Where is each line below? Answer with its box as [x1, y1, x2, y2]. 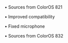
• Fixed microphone [4, 23, 45, 29]
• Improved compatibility [4, 14, 55, 19]
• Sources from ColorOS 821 [4, 4, 63, 10]
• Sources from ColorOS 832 [4, 33, 64, 39]
